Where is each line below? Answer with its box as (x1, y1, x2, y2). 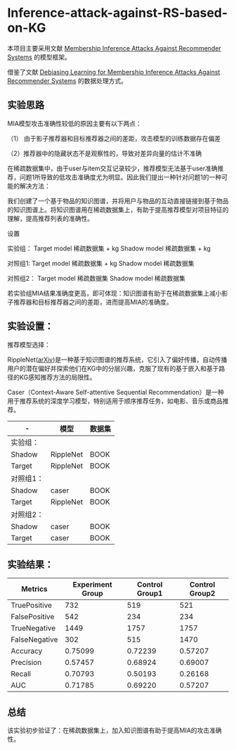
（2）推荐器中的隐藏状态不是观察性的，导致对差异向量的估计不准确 (7, 149, 202, 158)
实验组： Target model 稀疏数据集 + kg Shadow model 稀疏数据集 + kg (7, 244, 211, 253)
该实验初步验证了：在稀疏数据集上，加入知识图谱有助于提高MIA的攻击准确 (7, 726, 223, 735)
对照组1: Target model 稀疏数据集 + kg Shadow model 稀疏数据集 (7, 259, 195, 267)
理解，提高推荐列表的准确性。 (7, 214, 93, 222)
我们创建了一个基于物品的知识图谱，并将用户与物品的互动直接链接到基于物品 (7, 196, 229, 205)
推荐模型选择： (7, 340, 51, 349)
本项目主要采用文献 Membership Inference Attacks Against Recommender (7, 44, 221, 52)
